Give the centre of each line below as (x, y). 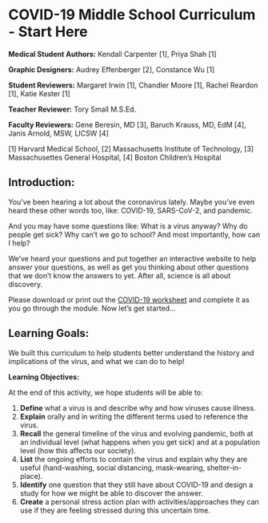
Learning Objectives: (44, 377)
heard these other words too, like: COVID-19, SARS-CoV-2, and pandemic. (130, 210)
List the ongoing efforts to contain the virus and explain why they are (134, 459)
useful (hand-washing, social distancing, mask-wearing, (112, 468)
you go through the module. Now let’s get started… (92, 308)
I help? (19, 243)
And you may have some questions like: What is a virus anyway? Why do (128, 225)
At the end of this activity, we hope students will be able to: (106, 392)
